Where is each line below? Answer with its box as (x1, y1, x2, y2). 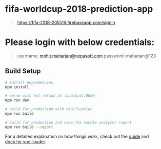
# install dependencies (5, 80, 54, 85)
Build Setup (5, 67, 41, 75)
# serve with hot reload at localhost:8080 (5, 93, 95, 98)
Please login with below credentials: (5, 37, 155, 48)
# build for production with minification (5, 106, 93, 112)
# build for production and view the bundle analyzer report (5, 120, 132, 125)
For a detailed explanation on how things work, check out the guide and (5, 133, 149, 139)
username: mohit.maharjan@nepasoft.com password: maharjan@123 (17, 53, 156, 59)
